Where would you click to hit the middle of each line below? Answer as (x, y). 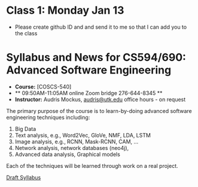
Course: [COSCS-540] (43, 87)
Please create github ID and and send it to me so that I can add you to (101, 27)
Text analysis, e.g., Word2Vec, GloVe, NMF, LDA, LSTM (83, 135)
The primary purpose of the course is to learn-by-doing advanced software (99, 111)
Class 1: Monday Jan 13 (65, 10)
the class (26, 33)
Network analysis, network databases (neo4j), (72, 148)
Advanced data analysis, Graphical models (68, 154)
